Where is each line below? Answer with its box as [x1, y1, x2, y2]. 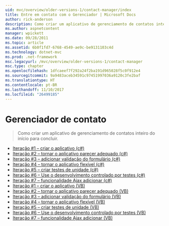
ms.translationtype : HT [5, 78, 55, 83]
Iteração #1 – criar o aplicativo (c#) [12, 145, 84, 151]
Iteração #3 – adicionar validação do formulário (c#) [12, 156, 121, 162]
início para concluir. [17, 136, 59, 142]
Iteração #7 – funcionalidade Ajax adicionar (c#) [12, 178, 112, 184]
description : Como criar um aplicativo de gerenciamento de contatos [5, 21, 154, 27]
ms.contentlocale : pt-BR [5, 82, 57, 87]
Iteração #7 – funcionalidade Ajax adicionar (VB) [12, 215, 113, 221]
